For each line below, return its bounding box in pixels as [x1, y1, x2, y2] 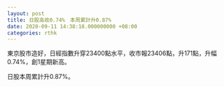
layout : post [7, 10, 45, 17]
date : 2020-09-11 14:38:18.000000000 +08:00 [7, 23, 138, 30]
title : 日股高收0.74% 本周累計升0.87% [7, 17, 112, 23]
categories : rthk [7, 29, 57, 37]
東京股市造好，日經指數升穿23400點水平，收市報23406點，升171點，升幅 [7, 49, 217, 57]
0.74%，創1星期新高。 [7, 58, 71, 66]
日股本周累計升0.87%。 [7, 72, 75, 81]
